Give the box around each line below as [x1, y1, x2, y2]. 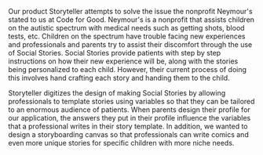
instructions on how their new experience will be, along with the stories [8, 56, 239, 66]
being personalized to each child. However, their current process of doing [8, 65, 247, 74]
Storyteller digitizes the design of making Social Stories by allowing [8, 88, 226, 97]
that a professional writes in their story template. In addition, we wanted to [8, 121, 249, 131]
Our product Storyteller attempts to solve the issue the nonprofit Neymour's [8, 7, 253, 16]
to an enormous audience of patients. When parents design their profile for [8, 105, 251, 114]
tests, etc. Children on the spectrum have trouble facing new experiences [8, 31, 246, 41]
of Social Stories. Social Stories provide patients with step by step [8, 49, 221, 57]
